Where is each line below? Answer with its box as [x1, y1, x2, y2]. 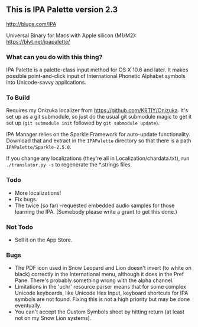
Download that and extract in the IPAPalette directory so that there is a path [6, 137, 191, 144]
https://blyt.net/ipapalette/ [6, 38, 70, 45]
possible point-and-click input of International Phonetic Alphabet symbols [6, 73, 186, 80]
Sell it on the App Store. [14, 236, 73, 243]
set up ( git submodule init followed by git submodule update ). [6, 119, 160, 126]
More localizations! [14, 189, 61, 197]
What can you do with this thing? [6, 53, 103, 61]
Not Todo [6, 223, 34, 231]
